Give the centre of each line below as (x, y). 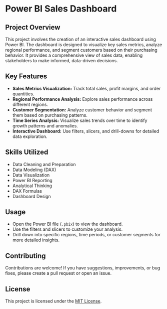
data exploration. (30, 136)
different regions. (30, 104)
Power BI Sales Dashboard (61, 9)
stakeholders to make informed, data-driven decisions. (62, 60)
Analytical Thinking (32, 186)
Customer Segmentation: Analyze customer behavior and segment (82, 110)
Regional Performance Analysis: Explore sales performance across (82, 99)
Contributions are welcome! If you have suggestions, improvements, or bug (83, 268)
